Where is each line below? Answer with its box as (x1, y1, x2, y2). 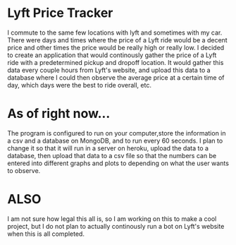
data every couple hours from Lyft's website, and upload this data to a (7, 66, 211, 74)
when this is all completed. (7, 229, 85, 238)
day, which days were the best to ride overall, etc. (7, 80, 151, 89)
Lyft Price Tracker (7, 5, 113, 21)
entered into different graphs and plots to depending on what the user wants (7, 159, 229, 167)
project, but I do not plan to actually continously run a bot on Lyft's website (7, 222, 225, 230)
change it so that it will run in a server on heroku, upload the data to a (7, 143, 209, 153)
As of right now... (7, 106, 111, 121)
